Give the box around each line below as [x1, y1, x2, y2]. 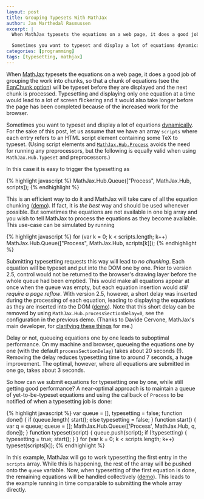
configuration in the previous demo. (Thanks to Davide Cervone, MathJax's [6, 316, 195, 323]
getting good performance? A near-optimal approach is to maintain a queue [6, 385, 195, 392]
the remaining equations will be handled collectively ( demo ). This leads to [6, 473, 191, 480]
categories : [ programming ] [6, 48, 75, 55]
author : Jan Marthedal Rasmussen [6, 20, 91, 26]
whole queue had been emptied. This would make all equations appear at [6, 277, 190, 284]
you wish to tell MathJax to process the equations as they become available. [6, 214, 197, 222]
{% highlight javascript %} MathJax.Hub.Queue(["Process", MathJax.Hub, [6, 177, 191, 184]
